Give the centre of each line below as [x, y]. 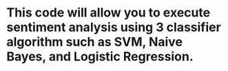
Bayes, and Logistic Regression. [100, 57]
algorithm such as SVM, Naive [95, 42]
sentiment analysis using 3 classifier [114, 27]
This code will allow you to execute [108, 13]
